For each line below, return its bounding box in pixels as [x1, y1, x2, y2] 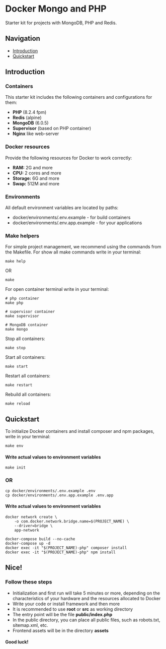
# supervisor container [5, 309, 55, 314]
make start [5, 364, 28, 369]
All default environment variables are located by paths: [5, 205, 119, 211]
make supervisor [5, 313, 39, 319]
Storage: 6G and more [12, 175, 59, 181]
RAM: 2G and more [12, 164, 53, 170]
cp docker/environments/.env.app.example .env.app [5, 492, 114, 498]
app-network [14, 528, 39, 533]
